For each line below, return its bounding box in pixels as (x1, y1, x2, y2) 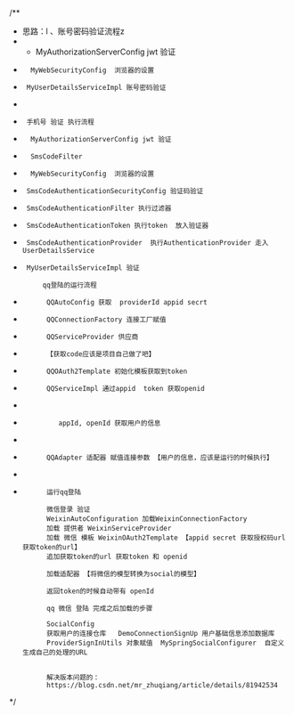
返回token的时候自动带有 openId (45, 587, 154, 596)
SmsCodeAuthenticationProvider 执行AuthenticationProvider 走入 (26, 239, 269, 248)
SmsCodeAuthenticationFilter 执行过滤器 (26, 204, 172, 213)
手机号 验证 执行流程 (26, 118, 95, 126)
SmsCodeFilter (30, 152, 83, 161)
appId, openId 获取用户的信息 (58, 418, 161, 427)
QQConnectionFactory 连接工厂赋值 (45, 315, 167, 324)
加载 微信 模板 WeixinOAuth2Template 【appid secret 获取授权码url (45, 533, 286, 542)
